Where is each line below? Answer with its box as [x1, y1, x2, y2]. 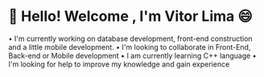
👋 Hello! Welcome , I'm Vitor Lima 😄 [8, 7, 253, 26]
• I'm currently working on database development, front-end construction [8, 34, 253, 43]
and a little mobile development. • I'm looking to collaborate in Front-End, [8, 42, 251, 51]
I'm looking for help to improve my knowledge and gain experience [8, 59, 230, 69]
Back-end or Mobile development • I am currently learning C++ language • [8, 51, 257, 60]
